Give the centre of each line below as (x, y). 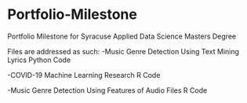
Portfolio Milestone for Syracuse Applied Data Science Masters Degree (122, 36)
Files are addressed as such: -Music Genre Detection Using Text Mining (123, 51)
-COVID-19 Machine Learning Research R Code (84, 75)
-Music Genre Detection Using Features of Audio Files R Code (107, 90)
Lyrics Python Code (39, 60)
